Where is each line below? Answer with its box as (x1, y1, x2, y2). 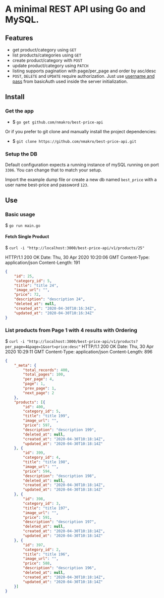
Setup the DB (5, 150, 38, 157)
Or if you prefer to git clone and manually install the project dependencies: (5, 128, 157, 134)
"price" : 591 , (23, 515, 52, 520)
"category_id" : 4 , (23, 455, 61, 460)
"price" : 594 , (23, 469, 52, 474)
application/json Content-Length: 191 (5, 259, 80, 266)
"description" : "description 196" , (23, 566, 97, 571)
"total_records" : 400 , (23, 368, 70, 373)
